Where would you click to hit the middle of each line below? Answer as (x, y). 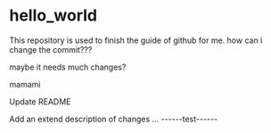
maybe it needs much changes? (68, 67)
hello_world (53, 16)
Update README (40, 101)
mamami (25, 84)
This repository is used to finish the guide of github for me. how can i (136, 40)
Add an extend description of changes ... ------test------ (114, 119)
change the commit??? (51, 49)
